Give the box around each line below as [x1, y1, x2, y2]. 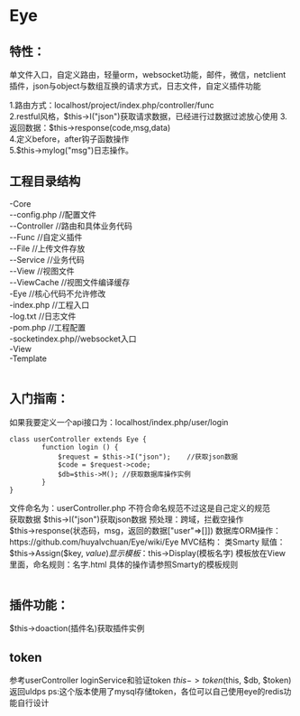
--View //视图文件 [9, 265, 75, 276]
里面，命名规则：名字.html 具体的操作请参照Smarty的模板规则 [9, 559, 239, 570]
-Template [9, 353, 48, 364]
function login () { [41, 442, 119, 451]
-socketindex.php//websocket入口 [9, 333, 137, 344]
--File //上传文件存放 [9, 243, 86, 254]
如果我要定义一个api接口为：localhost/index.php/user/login [9, 416, 229, 427]
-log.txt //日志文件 [9, 311, 77, 321]
